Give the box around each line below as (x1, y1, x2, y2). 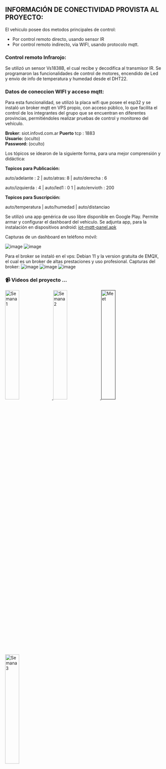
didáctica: (5, 156, 26, 162)
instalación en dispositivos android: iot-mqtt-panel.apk (5, 224, 116, 230)
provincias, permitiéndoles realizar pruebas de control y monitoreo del (5, 116, 149, 122)
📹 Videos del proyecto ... (5, 276, 67, 283)
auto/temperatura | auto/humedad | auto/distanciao (5, 204, 110, 210)
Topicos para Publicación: (5, 165, 60, 171)
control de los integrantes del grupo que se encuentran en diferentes (5, 110, 146, 116)
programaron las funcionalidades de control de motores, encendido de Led (5, 71, 159, 77)
